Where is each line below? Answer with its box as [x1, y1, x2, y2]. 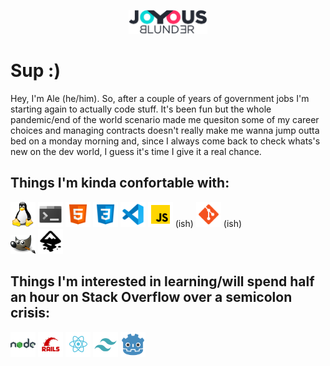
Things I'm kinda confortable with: [10, 175, 230, 192]
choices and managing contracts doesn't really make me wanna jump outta [10, 125, 320, 137]
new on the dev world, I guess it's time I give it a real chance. [10, 146, 262, 158]
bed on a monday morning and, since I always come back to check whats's [10, 135, 321, 147]
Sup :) [10, 60, 61, 82]
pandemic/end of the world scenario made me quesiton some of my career [10, 114, 320, 126]
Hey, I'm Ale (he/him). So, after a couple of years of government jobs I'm [10, 93, 310, 105]
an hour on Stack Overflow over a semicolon [10, 289, 293, 306]
